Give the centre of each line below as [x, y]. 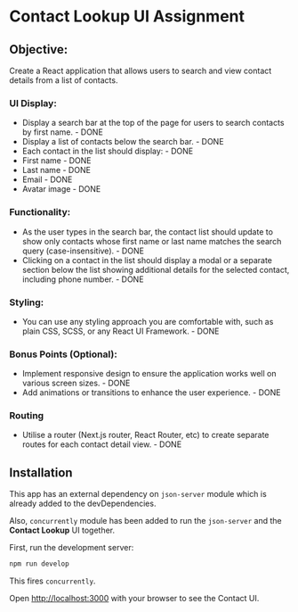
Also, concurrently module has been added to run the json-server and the [145, 521]
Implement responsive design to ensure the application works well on [149, 374]
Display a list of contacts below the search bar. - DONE [123, 142]
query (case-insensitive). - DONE [83, 251]
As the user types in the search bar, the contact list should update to [148, 232]
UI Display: [33, 103]
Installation [41, 472]
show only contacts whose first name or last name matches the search [152, 241]
